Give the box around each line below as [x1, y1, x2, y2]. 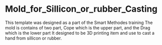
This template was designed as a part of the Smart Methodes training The [5, 20, 153, 25]
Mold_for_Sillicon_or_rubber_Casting [5, 3, 158, 15]
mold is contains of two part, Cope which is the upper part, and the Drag [5, 24, 151, 30]
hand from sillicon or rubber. [5, 35, 62, 41]
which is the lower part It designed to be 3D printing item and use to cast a [5, 30, 155, 36]
